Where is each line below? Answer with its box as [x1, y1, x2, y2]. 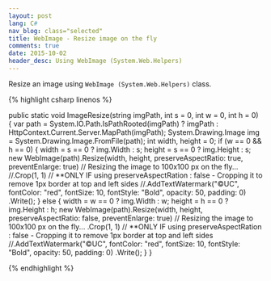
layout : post [8, 11, 53, 20]
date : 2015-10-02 [8, 49, 67, 57]
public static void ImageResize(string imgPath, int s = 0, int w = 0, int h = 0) [8, 110, 259, 120]
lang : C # [8, 19, 38, 27]
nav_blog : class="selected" [8, 27, 104, 35]
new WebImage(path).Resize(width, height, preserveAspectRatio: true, [8, 153, 243, 162]
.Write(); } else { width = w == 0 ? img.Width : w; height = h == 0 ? [8, 195, 229, 206]
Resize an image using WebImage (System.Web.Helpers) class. [8, 78, 212, 89]
